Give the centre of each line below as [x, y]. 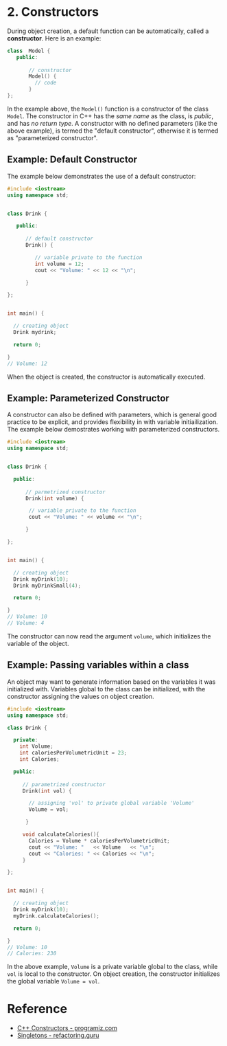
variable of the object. [38, 643]
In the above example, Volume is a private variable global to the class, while [112, 967]
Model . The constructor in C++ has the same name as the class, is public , [110, 116]
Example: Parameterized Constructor [88, 398]
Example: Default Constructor [72, 160]
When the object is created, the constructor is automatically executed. [106, 377]
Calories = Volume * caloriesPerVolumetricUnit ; [99, 841]
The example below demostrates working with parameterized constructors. [113, 430]
